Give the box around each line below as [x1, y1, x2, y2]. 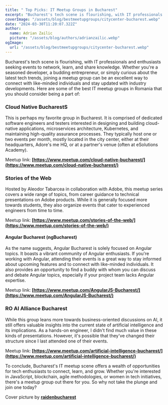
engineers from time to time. [5, 208, 64, 214]
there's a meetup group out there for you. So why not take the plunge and [5, 379, 157, 385]
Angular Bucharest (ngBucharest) [5, 234, 77, 240]
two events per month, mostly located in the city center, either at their [5, 136, 149, 142]
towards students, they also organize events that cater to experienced [5, 202, 150, 208]
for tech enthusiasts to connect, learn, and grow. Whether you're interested [5, 368, 161, 374]
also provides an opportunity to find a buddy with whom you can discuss [5, 266, 156, 273]
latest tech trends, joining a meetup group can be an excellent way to [5, 75, 148, 81]
